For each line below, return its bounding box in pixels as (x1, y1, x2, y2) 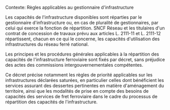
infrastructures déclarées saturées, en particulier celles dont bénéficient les (5, 77, 164, 83)
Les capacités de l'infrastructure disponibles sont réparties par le (5, 14, 143, 20)
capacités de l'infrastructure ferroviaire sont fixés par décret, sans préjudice (5, 57, 165, 63)
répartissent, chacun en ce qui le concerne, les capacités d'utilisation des (5, 36, 160, 42)
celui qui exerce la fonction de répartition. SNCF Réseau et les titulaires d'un (5, 25, 165, 31)
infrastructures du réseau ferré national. (5, 41, 89, 47)
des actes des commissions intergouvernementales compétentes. (5, 62, 144, 68)
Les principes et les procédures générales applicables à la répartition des (5, 51, 159, 57)
